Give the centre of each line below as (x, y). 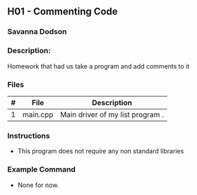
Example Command (42, 170)
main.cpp (38, 114)
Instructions (29, 136)
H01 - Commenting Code (62, 12)
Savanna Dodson (37, 32)
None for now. (38, 185)
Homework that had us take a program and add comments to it (98, 66)
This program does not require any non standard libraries (101, 151)
